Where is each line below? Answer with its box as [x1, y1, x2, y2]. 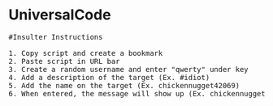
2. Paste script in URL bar [8, 57, 120, 66]
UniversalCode [8, 6, 111, 24]
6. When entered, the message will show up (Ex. [8, 89, 206, 98]
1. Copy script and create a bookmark [8, 49, 163, 57]
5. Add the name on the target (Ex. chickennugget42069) [8, 81, 240, 90]
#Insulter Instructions [8, 32, 103, 41]
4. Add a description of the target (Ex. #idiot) [8, 73, 210, 82]
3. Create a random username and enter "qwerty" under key [8, 65, 249, 74]
